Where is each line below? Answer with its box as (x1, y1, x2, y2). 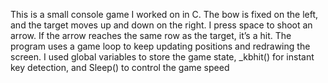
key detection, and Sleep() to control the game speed (10, 62, 230, 73)
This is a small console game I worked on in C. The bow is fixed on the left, (10, 9, 319, 20)
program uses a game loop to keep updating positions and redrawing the (10, 40, 311, 52)
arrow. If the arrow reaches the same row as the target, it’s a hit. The (10, 30, 292, 41)
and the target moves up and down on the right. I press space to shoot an (10, 19, 313, 31)
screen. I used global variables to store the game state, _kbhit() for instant (10, 51, 315, 63)
